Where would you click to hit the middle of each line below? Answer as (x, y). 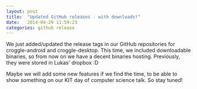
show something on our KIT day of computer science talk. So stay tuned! (94, 80)
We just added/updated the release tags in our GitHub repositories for (91, 44)
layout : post (22, 11)
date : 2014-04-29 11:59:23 (42, 22)
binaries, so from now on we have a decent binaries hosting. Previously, (93, 56)
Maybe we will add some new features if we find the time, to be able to (92, 74)
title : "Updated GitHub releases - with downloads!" (74, 17)
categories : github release (41, 28)
